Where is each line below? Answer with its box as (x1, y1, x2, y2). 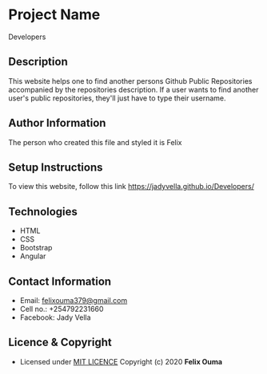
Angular (19, 251, 46, 261)
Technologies (8, 205, 78, 218)
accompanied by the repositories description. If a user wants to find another (8, 85, 259, 94)
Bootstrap (19, 243, 53, 253)
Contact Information (8, 274, 112, 288)
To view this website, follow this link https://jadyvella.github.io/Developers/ (8, 182, 254, 191)
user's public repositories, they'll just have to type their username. (8, 93, 226, 103)
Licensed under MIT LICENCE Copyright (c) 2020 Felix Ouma (19, 356, 222, 366)
